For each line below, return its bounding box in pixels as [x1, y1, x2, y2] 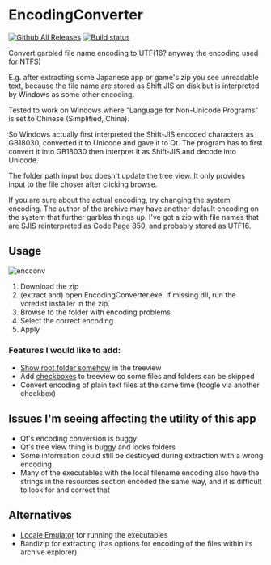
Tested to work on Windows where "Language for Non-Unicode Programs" [8, 105, 259, 115]
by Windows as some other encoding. [8, 89, 135, 99]
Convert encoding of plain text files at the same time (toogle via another [19, 380, 260, 390]
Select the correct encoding [19, 315, 114, 325]
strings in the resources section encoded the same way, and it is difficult [19, 476, 263, 486]
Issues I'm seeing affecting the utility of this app [8, 412, 256, 426]
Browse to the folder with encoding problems [19, 307, 171, 317]
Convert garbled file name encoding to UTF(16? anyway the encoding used [8, 48, 259, 57]
